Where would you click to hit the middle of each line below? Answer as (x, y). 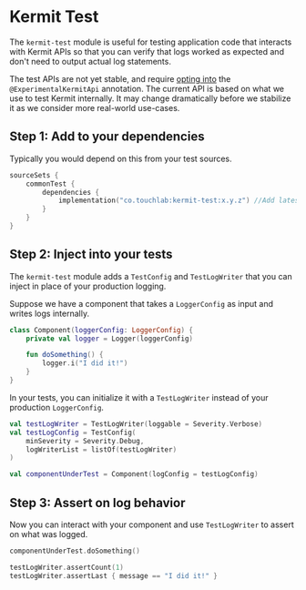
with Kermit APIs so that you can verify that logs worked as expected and (147, 51)
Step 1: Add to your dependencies (107, 137)
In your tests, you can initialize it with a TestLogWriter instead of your (139, 397)
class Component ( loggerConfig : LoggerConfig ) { (102, 330)
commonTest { (51, 184)
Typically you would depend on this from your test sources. (121, 158)
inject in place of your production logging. (88, 286)
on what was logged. (49, 534)
